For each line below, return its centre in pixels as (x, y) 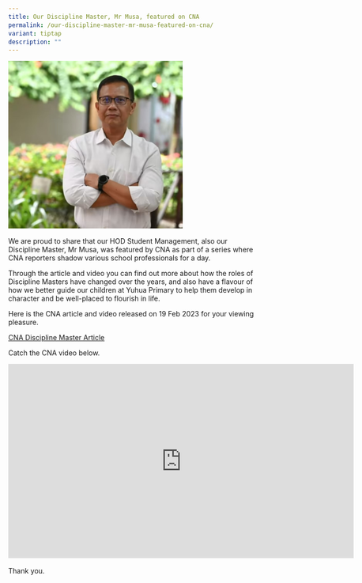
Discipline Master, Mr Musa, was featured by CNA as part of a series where (131, 249)
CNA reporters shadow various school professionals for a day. (109, 258)
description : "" (35, 42)
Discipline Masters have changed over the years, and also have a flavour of (131, 282)
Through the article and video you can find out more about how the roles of (131, 273)
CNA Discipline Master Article (57, 337)
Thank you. (26, 570)
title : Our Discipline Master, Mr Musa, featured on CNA (104, 17)
